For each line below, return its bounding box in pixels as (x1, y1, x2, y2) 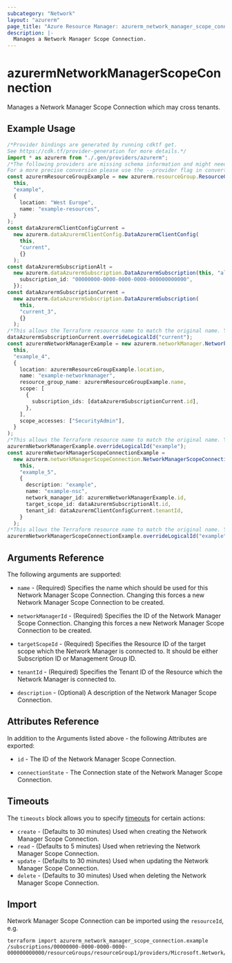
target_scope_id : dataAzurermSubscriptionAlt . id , (25, 500, 171, 507)
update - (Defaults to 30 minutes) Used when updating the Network (17, 857, 209, 865)
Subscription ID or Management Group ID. (17, 654, 137, 663)
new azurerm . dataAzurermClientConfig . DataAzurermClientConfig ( (13, 231, 199, 238)
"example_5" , (19, 469, 57, 476)
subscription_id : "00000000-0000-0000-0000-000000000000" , (19, 276, 193, 283)
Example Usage (7, 123, 76, 135)
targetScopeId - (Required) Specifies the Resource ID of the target (17, 639, 206, 648)
